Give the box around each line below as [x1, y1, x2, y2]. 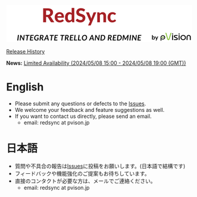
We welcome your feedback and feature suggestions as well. [14, 106, 165, 113]
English [6, 80, 44, 94]
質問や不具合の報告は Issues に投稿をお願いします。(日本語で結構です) [14, 162, 186, 170]
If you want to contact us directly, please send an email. [14, 112, 152, 120]
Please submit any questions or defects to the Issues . [14, 100, 146, 107]
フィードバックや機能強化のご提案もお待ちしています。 [14, 170, 150, 177]
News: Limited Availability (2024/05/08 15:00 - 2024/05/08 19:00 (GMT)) [6, 60, 186, 67]
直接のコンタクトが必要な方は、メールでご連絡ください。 [14, 177, 156, 185]
